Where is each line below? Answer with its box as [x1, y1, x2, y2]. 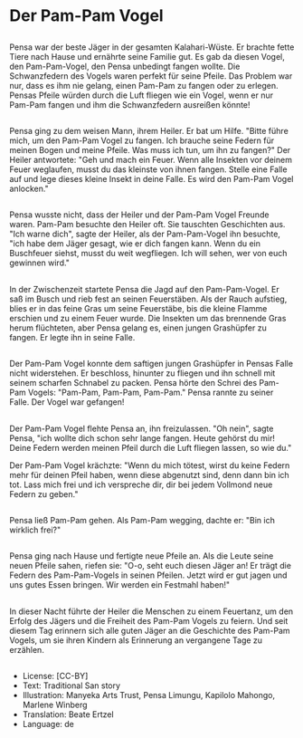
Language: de [22, 719, 75, 730]
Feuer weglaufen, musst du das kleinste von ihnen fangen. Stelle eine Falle [9, 164, 288, 175]
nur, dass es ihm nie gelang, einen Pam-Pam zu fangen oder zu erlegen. [9, 80, 279, 91]
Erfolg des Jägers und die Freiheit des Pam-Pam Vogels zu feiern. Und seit [9, 615, 289, 626]
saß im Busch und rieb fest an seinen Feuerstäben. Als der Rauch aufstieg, [9, 293, 288, 304]
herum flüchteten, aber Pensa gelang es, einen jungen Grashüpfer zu [9, 322, 267, 333]
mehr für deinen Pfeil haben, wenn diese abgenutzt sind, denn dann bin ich [9, 469, 289, 480]
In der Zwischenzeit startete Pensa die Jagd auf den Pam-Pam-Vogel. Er [9, 283, 279, 294]
